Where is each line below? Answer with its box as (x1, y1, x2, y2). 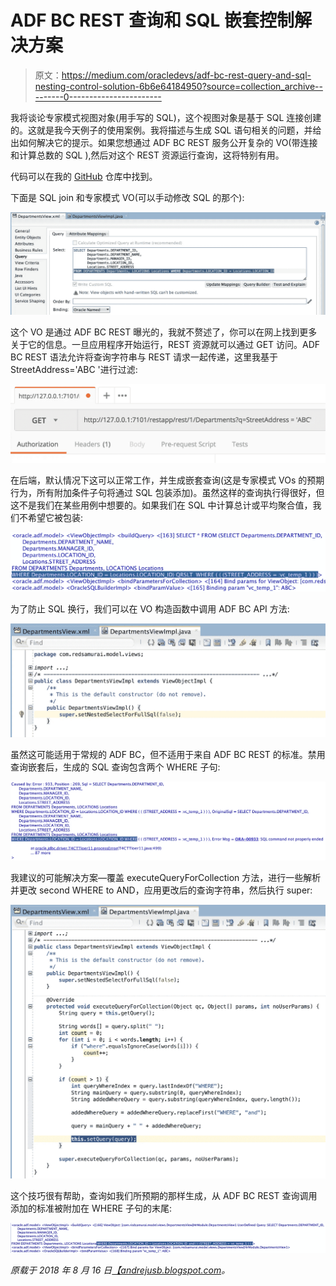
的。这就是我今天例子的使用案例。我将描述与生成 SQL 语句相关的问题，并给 (10, 124, 322, 136)
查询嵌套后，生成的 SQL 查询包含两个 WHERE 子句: (10, 761, 221, 773)
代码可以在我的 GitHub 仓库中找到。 (10, 170, 158, 182)
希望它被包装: (27, 512, 84, 524)
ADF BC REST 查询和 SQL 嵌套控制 (10, 9, 295, 32)
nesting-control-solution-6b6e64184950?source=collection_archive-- (34, 80, 323, 92)
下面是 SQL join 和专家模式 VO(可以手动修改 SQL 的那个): (10, 191, 245, 203)
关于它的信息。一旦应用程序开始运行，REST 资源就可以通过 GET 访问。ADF (10, 339, 321, 351)
